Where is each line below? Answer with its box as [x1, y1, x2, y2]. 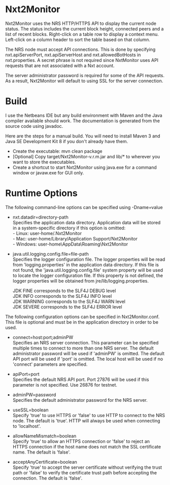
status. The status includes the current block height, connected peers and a [5, 25, 164, 31]
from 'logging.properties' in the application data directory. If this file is [12, 261, 159, 267]
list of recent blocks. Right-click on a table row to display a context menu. [5, 31, 159, 37]
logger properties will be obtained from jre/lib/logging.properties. [12, 278, 149, 284]
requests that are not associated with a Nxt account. [5, 62, 115, 68]
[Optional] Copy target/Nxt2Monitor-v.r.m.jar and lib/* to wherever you [12, 153, 160, 159]
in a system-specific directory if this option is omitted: [12, 225, 126, 231]
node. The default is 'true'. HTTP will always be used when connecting [12, 418, 161, 424]
